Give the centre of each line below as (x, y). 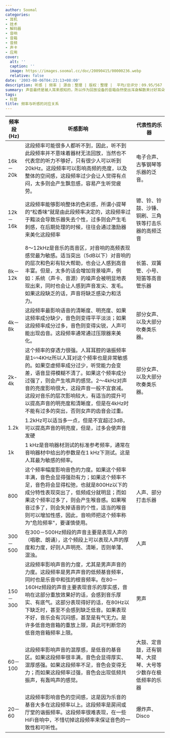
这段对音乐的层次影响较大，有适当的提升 (73, 396)
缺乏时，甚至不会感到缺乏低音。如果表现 (78, 610)
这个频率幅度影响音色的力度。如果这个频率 (76, 470)
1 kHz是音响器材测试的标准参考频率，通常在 (78, 445)
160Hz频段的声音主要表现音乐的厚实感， (74, 587)
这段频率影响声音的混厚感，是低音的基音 (73, 650)
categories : (18, 15)
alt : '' (18, 62)
